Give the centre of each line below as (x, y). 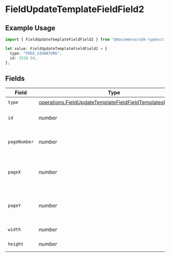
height (16, 244)
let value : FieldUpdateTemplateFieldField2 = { (56, 48)
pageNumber (21, 142)
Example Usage (30, 28)
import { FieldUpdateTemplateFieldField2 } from (57, 39)
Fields (15, 79)
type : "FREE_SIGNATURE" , (36, 53)
